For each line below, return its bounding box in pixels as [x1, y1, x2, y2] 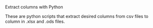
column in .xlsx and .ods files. [5, 19, 65, 24]
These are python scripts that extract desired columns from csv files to [5, 14, 149, 19]
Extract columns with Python [5, 4, 63, 10]
